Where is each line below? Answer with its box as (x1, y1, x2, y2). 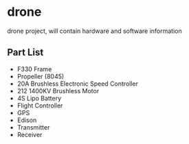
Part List (7, 47, 44, 58)
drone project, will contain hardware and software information (7, 27, 182, 35)
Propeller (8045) (16, 72, 65, 80)
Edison (16, 116, 37, 124)
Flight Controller (16, 101, 63, 110)
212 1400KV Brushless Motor (16, 86, 100, 95)
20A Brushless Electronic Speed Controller (16, 80, 139, 88)
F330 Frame (16, 64, 52, 73)
